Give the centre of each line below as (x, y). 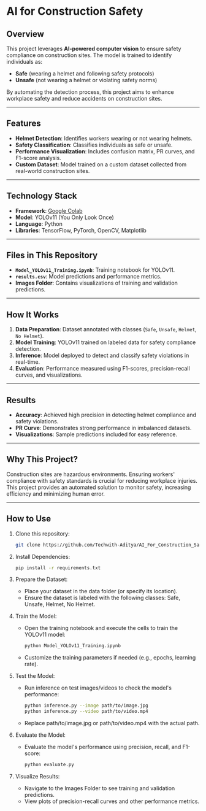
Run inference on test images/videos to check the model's (98, 688)
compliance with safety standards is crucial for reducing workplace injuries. (102, 480)
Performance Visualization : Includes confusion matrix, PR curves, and (105, 151)
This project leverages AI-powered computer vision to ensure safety (94, 48)
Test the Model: (35, 676)
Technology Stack (42, 196)
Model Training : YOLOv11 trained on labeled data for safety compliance (105, 342)
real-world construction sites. (52, 171)
